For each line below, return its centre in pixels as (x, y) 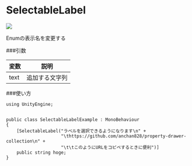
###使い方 (19, 93)
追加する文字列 (47, 78)
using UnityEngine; (30, 104)
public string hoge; (41, 153)
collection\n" (23, 141)
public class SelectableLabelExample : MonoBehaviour (73, 120)
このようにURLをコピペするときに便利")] (116, 147)
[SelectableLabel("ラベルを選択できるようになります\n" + (81, 131)
